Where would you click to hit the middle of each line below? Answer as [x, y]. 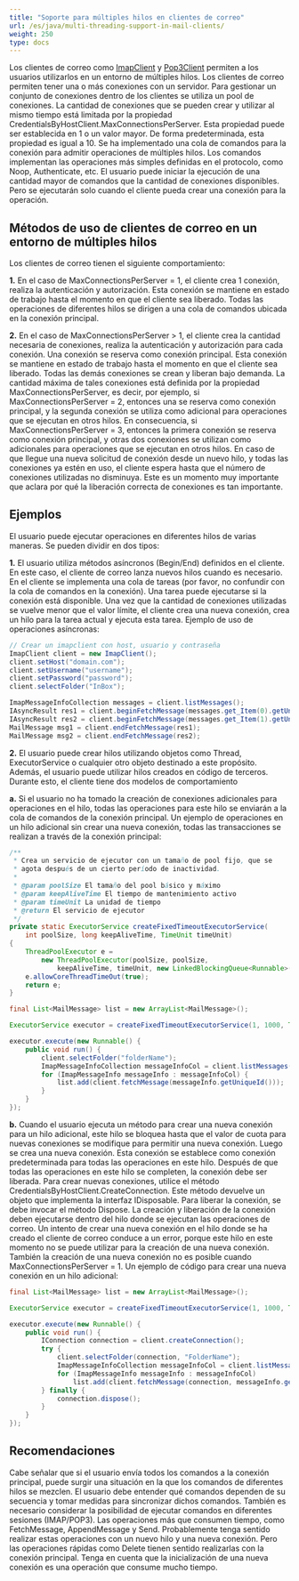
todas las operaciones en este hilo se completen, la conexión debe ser [138, 1172]
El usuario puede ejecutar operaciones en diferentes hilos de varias [133, 536]
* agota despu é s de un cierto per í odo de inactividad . [117, 869]
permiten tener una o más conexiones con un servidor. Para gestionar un [143, 86]
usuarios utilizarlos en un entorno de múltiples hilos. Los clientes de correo [147, 77]
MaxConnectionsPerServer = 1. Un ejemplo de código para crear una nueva [148, 1266]
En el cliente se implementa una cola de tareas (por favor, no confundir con [147, 581]
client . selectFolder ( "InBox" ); [67, 687]
